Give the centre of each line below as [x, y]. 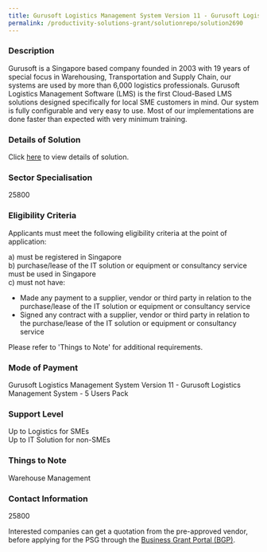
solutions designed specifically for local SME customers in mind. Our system [133, 102]
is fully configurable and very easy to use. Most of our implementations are [131, 110]
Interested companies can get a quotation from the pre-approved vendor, [128, 531]
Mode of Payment [43, 367]
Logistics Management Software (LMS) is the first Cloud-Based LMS [120, 93]
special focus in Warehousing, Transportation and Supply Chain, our [120, 76]
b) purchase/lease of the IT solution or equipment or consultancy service [128, 265]
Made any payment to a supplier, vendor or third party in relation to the [135, 298]
